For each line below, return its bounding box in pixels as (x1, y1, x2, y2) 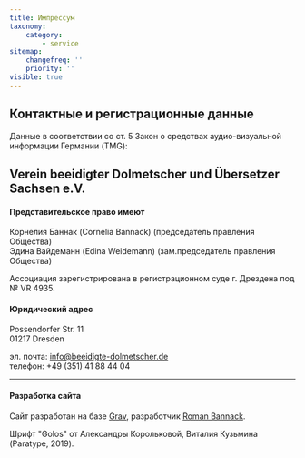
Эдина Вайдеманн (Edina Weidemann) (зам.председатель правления (9, 246, 276, 257)
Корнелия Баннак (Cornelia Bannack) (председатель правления (9, 227, 255, 238)
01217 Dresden (9, 333, 65, 344)
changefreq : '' (25, 56, 84, 65)
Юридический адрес (9, 303, 93, 314)
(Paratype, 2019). (9, 438, 74, 449)
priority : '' (25, 65, 75, 74)
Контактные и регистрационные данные (9, 107, 254, 122)
